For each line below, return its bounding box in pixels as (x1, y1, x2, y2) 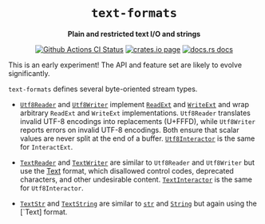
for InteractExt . (19, 142, 73, 151)
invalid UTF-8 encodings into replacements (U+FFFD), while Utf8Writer (19, 116, 255, 126)
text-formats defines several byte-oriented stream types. (8, 84, 198, 94)
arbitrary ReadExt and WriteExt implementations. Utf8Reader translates (19, 108, 251, 118)
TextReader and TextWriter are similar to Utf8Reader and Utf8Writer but (19, 158, 255, 167)
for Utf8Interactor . (19, 182, 84, 193)
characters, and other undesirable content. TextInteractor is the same (19, 174, 253, 184)
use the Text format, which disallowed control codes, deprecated (19, 166, 234, 175)
